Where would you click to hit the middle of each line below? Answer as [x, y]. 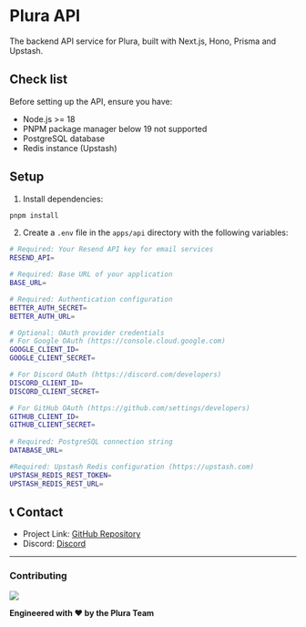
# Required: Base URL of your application [91, 274]
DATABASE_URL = [36, 451]
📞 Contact [36, 512]
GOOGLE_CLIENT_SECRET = [52, 358]
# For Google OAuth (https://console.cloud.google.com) [117, 341]
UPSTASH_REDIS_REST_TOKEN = [61, 475]
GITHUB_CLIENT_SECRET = [52, 425]
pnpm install [34, 215]
